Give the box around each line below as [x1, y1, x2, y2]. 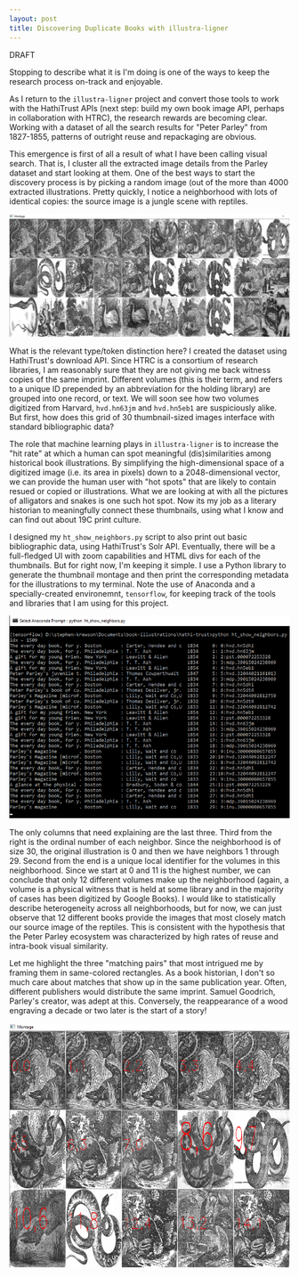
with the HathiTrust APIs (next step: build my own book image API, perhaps [9, 102, 285, 113]
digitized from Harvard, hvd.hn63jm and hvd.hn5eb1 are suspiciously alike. [9, 403, 278, 413]
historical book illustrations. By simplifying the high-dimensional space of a [9, 458, 285, 468]
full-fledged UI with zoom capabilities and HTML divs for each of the [9, 550, 261, 561]
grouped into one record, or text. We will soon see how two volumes [9, 393, 260, 404]
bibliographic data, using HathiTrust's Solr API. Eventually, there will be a [9, 541, 276, 552]
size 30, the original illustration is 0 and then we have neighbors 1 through [9, 846, 279, 857]
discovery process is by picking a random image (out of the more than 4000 [9, 176, 289, 187]
